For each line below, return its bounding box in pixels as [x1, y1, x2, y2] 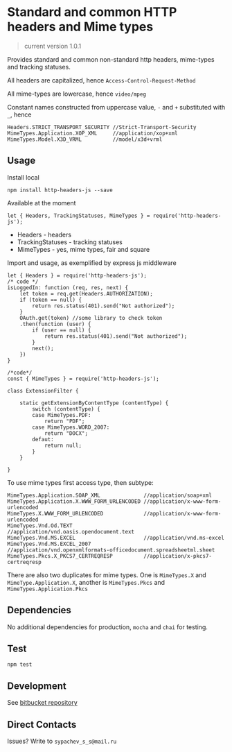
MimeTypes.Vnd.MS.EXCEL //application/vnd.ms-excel [7, 534, 225, 541]
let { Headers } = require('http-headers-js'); [7, 272, 148, 279]
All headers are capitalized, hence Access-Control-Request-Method [7, 76, 196, 84]
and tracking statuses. [7, 62, 71, 71]
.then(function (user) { [19, 321, 91, 327]
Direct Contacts [7, 719, 77, 730]
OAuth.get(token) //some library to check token [19, 314, 163, 321]
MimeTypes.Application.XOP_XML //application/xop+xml [7, 130, 178, 137]
